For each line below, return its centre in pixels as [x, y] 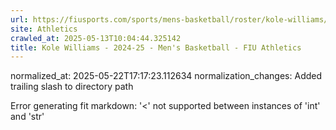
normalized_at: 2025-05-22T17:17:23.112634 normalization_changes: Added [166, 76]
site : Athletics [44, 29]
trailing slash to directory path [72, 87]
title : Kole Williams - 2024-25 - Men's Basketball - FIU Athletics [156, 47]
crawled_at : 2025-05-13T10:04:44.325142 [96, 38]
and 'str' [27, 117]
